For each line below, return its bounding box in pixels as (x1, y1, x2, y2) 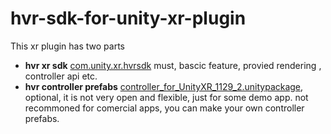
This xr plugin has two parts (10, 40, 125, 52)
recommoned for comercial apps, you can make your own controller (24, 102, 305, 114)
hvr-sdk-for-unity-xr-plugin (10, 7, 247, 30)
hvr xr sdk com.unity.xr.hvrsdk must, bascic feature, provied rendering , (24, 59, 322, 71)
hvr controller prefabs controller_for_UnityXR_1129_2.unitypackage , (24, 80, 304, 92)
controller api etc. (24, 70, 98, 82)
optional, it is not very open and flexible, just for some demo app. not (24, 91, 309, 103)
